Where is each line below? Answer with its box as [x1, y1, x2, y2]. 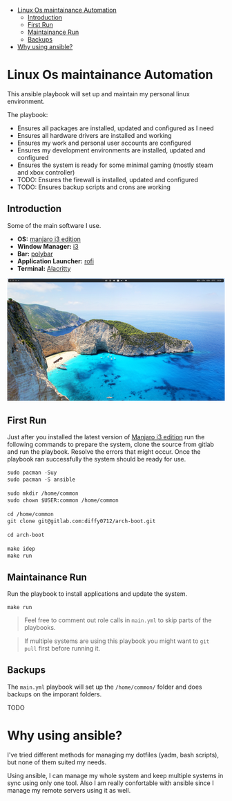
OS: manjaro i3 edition [17, 235, 81, 243]
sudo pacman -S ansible [7, 476, 76, 484]
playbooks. [23, 624, 56, 632]
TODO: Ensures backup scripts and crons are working [17, 183, 171, 191]
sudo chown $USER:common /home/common [7, 497, 119, 504]
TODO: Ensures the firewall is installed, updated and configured [17, 175, 198, 184]
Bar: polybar [17, 249, 53, 258]
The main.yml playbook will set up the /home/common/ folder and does [7, 683, 202, 691]
